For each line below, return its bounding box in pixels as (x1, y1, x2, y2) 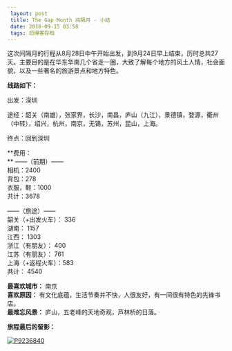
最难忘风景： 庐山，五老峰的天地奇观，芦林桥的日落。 (7, 308, 160, 316)
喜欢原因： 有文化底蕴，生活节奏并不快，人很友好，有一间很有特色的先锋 (7, 291, 215, 299)
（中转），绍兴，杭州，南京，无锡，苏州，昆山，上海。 (7, 119, 162, 128)
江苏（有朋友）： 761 (7, 250, 64, 258)
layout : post (10, 10, 48, 17)
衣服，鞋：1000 (7, 183, 52, 192)
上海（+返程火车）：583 (7, 259, 74, 267)
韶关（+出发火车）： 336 (7, 215, 76, 224)
